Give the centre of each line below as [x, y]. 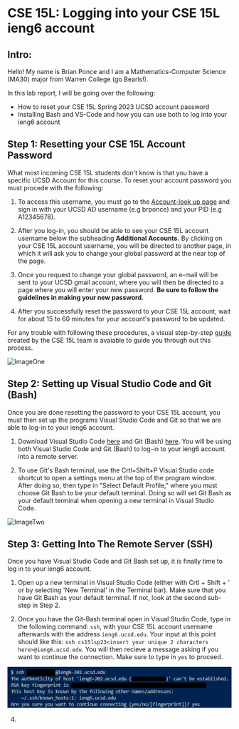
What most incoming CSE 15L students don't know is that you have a [108, 172]
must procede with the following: [55, 187]
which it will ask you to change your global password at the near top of [121, 253]
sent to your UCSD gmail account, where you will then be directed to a [121, 282]
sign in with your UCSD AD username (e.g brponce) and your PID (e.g [119, 209]
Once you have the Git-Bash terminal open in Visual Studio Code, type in [124, 619]
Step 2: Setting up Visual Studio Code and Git [110, 384]
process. [20, 348]
